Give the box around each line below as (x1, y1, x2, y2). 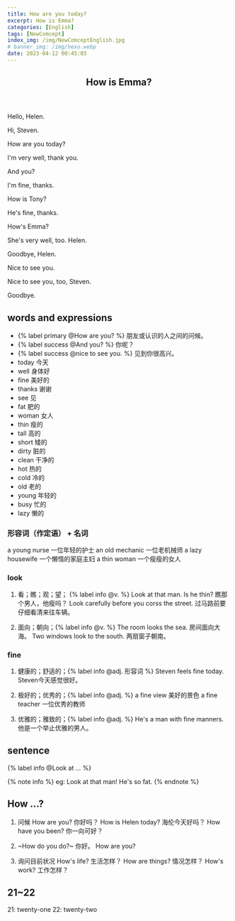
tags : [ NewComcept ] (7, 30, 65, 38)
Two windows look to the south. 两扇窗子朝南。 (31, 631, 170, 640)
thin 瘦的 (17, 420, 44, 429)
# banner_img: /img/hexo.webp (7, 43, 97, 50)
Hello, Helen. (7, 112, 45, 121)
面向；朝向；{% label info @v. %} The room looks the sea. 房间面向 (17, 623, 214, 631)
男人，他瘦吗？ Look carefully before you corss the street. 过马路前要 (23, 599, 227, 607)
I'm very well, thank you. (7, 153, 79, 162)
